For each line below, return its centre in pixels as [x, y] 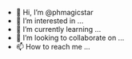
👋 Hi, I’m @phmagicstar [54, 12]
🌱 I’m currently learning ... [58, 29]
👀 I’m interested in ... [50, 21]
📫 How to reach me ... [53, 47]
